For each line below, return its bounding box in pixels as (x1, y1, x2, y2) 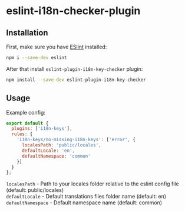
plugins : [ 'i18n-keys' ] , (11, 126, 72, 132)
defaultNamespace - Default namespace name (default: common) (6, 199, 163, 206)
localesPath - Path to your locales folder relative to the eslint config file (6, 180, 179, 187)
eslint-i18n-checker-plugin (6, 4, 141, 18)
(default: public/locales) (6, 187, 64, 194)
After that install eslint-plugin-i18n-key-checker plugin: (6, 65, 143, 72)
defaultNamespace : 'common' (21, 153, 91, 159)
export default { (6, 120, 49, 126)
